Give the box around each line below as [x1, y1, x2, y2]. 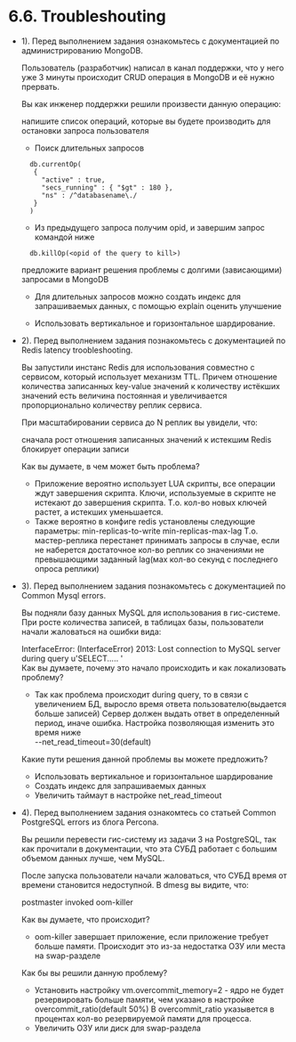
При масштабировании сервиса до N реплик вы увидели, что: [20, 417, 259, 427]
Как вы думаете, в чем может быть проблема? [20, 460, 201, 471]
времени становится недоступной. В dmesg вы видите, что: [20, 879, 250, 890]
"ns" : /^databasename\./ [41, 191, 138, 199]
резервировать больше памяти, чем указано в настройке [34, 994, 255, 1005]
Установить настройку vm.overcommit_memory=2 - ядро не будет [34, 984, 284, 995]
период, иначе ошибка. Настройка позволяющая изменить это [34, 717, 275, 728]
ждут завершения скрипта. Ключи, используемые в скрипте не [34, 487, 276, 498]
